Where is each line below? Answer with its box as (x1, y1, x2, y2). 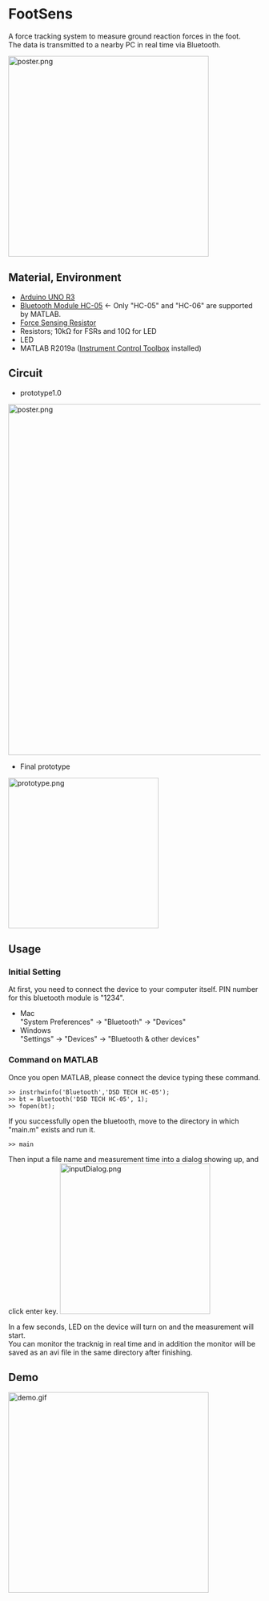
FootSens (8, 5, 74, 23)
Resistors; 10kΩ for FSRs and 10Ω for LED (19, 326, 158, 335)
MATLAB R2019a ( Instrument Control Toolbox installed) (19, 343, 202, 353)
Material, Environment (8, 270, 122, 285)
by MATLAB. (19, 309, 62, 319)
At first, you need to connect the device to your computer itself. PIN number (8, 985, 259, 994)
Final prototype (19, 762, 70, 771)
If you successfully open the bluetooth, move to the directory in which (8, 1116, 239, 1126)
